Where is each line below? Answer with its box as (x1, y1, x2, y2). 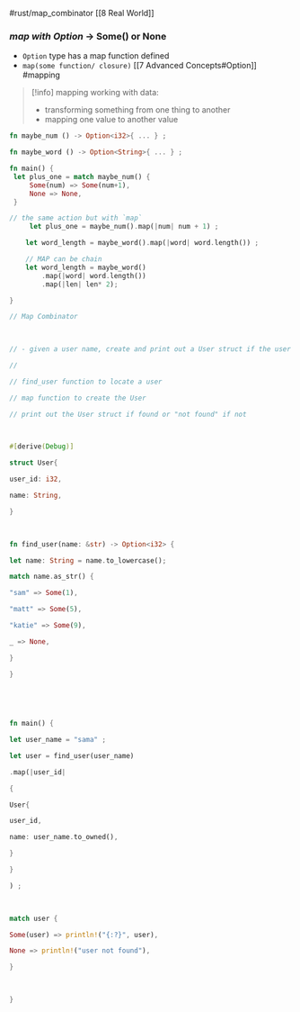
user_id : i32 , (9, 474, 63, 484)
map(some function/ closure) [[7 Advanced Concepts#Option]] (22, 60, 258, 71)
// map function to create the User (9, 393, 146, 402)
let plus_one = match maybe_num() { (13, 172, 151, 181)
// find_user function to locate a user (9, 377, 163, 386)
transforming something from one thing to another (44, 104, 231, 115)
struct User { (9, 458, 58, 467)
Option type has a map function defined (22, 50, 170, 61)
